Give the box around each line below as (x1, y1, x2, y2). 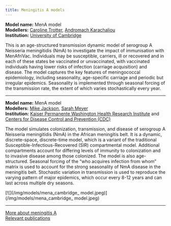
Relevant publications (5, 215, 50, 221)
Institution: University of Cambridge (5, 32, 82, 38)
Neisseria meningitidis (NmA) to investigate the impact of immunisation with (5, 47, 164, 53)
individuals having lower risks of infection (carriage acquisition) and (5, 63, 148, 70)
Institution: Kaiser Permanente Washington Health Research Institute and (5, 110, 159, 117)
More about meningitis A (5, 209, 57, 216)
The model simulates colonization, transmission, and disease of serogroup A (5, 125, 166, 132)
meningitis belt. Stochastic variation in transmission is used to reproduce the (5, 169, 166, 175)
